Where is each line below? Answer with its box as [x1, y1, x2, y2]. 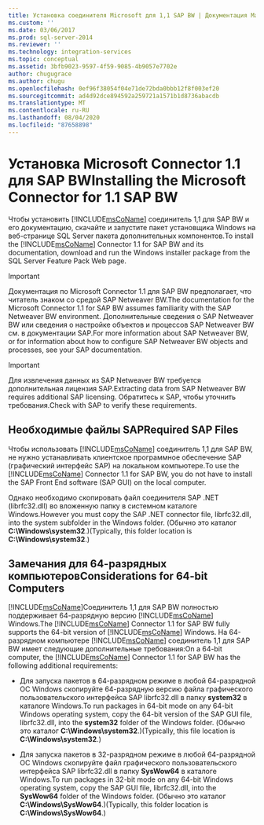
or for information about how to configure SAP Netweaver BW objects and [8, 336, 248, 346]
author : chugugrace [8, 70, 72, 78]
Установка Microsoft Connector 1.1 [8, 155, 241, 173]
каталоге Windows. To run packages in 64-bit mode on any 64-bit [19, 701, 233, 711]
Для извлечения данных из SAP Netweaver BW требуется [8, 375, 202, 385]
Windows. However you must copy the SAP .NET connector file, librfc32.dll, [8, 509, 251, 519]
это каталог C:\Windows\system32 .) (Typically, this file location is [19, 726, 236, 735]
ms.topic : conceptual [8, 56, 79, 64]
